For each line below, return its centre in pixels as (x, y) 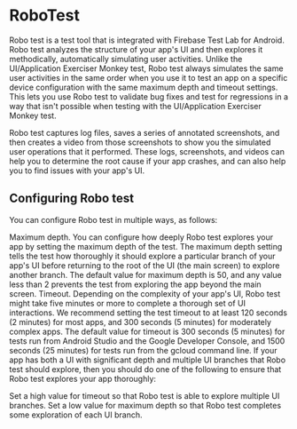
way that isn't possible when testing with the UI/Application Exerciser (135, 106)
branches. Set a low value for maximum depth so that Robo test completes (145, 405)
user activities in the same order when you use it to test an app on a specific (148, 77)
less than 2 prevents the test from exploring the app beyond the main (135, 284)
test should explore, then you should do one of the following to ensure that (145, 369)
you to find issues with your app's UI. (77, 171)
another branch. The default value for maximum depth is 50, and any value (145, 274)
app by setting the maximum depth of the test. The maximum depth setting (146, 246)
